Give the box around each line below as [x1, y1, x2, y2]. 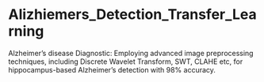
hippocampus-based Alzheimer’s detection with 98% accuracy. [8, 65, 216, 74]
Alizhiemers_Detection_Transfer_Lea [8, 6, 258, 24]
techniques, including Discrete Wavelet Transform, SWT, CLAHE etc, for [8, 57, 243, 66]
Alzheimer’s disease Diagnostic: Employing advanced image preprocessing [8, 48, 254, 58]
